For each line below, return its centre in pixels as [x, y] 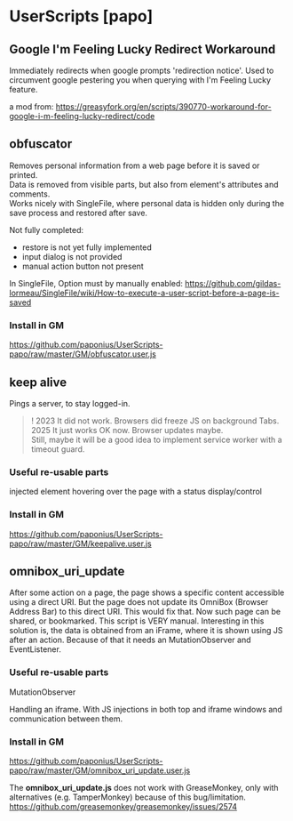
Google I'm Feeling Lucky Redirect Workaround [143, 49]
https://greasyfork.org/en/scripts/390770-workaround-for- [164, 107]
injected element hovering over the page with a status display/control [135, 492]
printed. [24, 174]
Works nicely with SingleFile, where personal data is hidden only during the [147, 203]
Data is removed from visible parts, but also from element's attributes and [144, 184]
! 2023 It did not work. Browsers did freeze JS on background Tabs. [155, 421]
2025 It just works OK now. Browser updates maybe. [127, 430]
